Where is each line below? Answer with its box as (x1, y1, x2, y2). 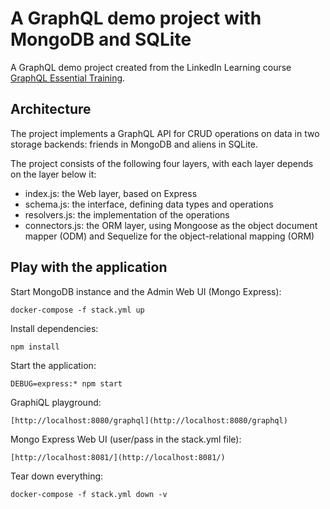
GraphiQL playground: (10, 396, 102, 408)
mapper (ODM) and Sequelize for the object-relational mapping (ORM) (24, 230, 315, 242)
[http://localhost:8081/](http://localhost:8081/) (10, 452, 226, 462)
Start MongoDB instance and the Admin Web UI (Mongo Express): (10, 285, 282, 297)
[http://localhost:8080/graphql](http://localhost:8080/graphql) (10, 415, 288, 426)
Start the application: (10, 359, 97, 371)
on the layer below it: (10, 168, 97, 180)
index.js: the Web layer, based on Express (24, 187, 198, 199)
